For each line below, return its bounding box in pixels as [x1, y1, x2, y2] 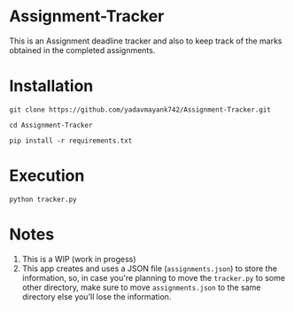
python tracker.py [9, 195, 77, 204]
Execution [9, 166, 85, 186]
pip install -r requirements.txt [9, 136, 133, 145]
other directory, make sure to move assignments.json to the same [21, 282, 261, 292]
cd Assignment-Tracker [9, 121, 93, 129]
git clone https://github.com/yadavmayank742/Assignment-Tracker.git [9, 105, 272, 114]
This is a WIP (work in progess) [21, 253, 136, 264]
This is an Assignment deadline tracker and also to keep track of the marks [9, 35, 282, 46]
